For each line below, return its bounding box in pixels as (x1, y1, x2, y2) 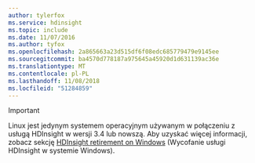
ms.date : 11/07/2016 (8, 33, 76, 42)
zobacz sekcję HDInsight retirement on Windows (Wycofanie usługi (8, 138, 226, 147)
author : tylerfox (8, 11, 65, 20)
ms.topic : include (8, 26, 68, 34)
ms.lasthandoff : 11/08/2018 (8, 77, 100, 85)
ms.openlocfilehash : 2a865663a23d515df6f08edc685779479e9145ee (8, 48, 220, 56)
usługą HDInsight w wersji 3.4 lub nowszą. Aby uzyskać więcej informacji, (8, 129, 248, 139)
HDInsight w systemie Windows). (8, 146, 115, 155)
